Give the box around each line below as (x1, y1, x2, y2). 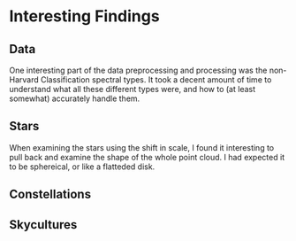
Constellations (9, 187, 91, 202)
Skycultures (9, 217, 78, 232)
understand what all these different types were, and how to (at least (9, 84, 256, 94)
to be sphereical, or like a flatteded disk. (9, 161, 156, 172)
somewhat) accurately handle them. (9, 93, 140, 104)
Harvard (9, 74, 40, 85)
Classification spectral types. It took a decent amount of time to (40, 74, 272, 85)
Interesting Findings (9, 6, 161, 27)
